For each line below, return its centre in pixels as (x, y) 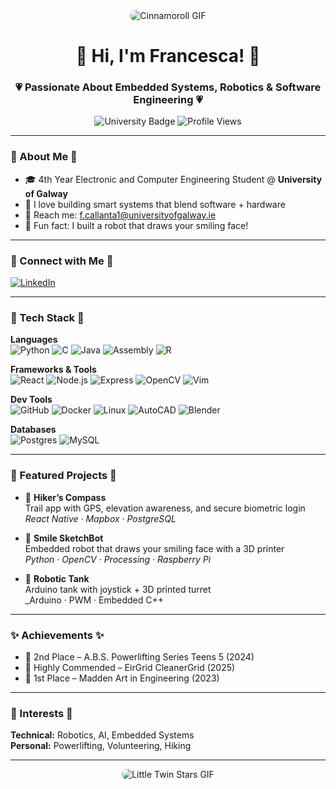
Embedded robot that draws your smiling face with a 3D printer (154, 548)
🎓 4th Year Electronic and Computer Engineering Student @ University (173, 179)
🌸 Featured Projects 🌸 (63, 476)
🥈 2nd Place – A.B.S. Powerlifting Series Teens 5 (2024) (139, 656)
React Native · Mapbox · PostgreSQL (100, 518)
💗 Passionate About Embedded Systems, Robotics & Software (168, 87)
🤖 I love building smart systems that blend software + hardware (155, 204)
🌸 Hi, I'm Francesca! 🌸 (168, 56)
